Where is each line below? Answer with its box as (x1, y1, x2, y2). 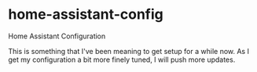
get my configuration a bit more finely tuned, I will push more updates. (8, 55, 236, 64)
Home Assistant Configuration (8, 31, 106, 41)
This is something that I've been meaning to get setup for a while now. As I (8, 46, 250, 56)
